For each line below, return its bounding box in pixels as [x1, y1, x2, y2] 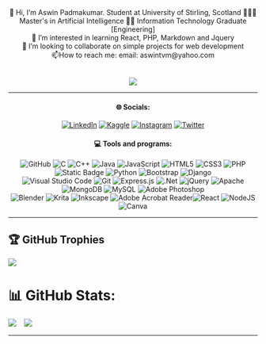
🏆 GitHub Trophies [8, 233, 105, 247]
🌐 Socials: [116, 102, 150, 112]
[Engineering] [110, 25, 156, 34]
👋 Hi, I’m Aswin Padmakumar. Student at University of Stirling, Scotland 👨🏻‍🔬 [9, 8, 257, 17]
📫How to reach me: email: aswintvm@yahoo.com [51, 51, 215, 59]
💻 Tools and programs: [93, 139, 173, 148]
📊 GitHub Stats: [8, 287, 116, 304]
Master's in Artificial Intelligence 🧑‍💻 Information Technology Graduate [19, 16, 247, 25]
